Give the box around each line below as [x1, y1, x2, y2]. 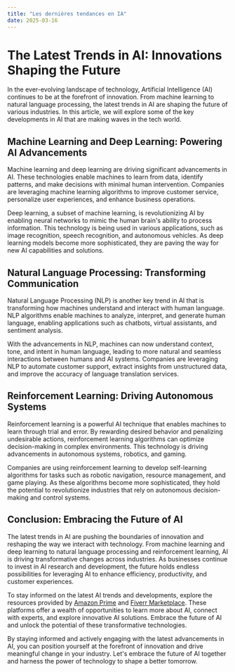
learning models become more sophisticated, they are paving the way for [7, 239, 219, 247]
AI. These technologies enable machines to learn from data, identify [7, 173, 203, 182]
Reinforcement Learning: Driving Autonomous [7, 390, 214, 402]
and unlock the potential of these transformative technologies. [7, 621, 187, 629]
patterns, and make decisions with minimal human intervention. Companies [7, 180, 224, 189]
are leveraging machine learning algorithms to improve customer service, [7, 188, 219, 196]
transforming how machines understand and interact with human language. [7, 304, 225, 312]
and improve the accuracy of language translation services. [7, 370, 180, 379]
